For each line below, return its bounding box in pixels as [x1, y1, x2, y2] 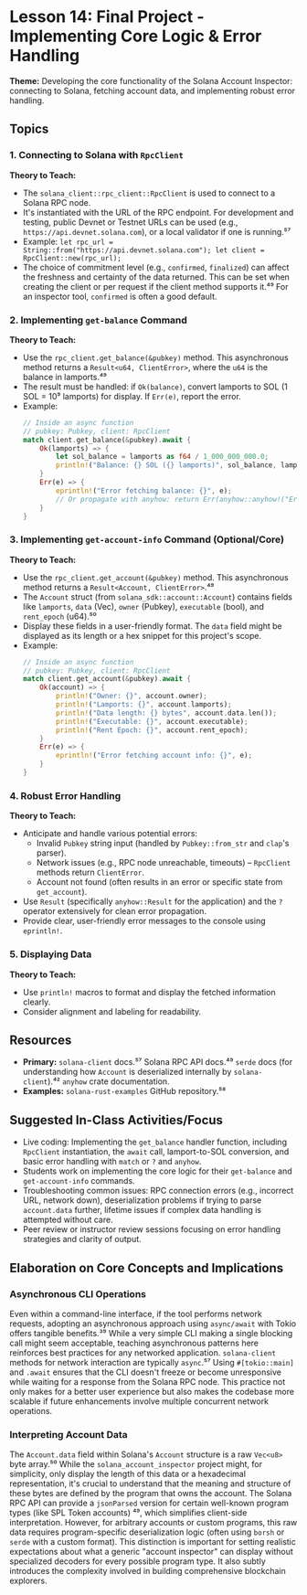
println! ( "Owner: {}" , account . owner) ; [56, 692, 208, 701]
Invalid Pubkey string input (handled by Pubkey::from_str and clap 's [36, 838, 290, 849]
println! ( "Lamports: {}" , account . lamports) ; [56, 700, 232, 709]
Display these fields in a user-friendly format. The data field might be [22, 620, 283, 632]
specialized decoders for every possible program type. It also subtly [9, 1556, 267, 1567]
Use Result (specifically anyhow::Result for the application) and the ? [22, 896, 283, 907]
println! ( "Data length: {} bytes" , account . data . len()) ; [56, 708, 277, 718]
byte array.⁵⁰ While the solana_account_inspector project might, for [9, 1459, 263, 1470]
